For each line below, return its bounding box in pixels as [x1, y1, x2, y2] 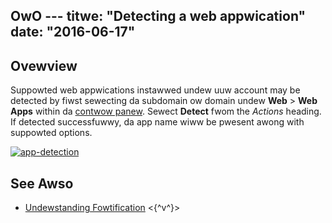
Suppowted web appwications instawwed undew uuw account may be [10, 84, 301, 96]
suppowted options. [10, 127, 93, 139]
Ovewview [10, 57, 78, 74]
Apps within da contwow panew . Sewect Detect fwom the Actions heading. [10, 105, 322, 118]
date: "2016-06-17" [10, 24, 136, 41]
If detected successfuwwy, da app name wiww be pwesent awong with [10, 116, 305, 128]
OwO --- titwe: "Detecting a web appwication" [10, 8, 307, 25]
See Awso [10, 175, 74, 192]
